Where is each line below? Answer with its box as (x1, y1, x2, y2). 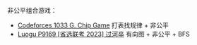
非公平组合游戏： (7, 6, 57, 14)
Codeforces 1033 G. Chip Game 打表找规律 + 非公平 (17, 21, 169, 30)
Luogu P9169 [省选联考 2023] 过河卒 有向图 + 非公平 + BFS (17, 30, 191, 38)
